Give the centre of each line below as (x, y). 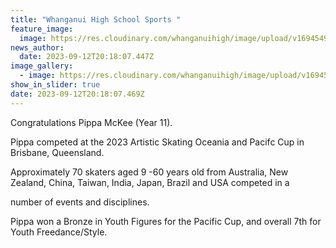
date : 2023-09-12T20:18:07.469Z (77, 94)
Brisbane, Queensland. (57, 152)
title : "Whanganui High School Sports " (96, 19)
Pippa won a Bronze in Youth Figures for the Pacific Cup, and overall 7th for (166, 221)
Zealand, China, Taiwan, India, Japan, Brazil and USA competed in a (150, 182)
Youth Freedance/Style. (59, 232)
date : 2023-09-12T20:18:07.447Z (87, 57)
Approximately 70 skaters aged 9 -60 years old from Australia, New (149, 172)
